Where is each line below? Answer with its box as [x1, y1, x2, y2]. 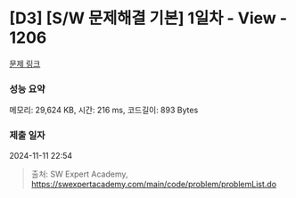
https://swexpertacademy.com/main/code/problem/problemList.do [30, 178, 277, 189]
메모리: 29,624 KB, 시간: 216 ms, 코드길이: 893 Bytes [9, 104, 199, 116]
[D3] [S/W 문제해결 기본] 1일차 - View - [9, 8, 288, 29]
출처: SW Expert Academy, [30, 169, 128, 179]
